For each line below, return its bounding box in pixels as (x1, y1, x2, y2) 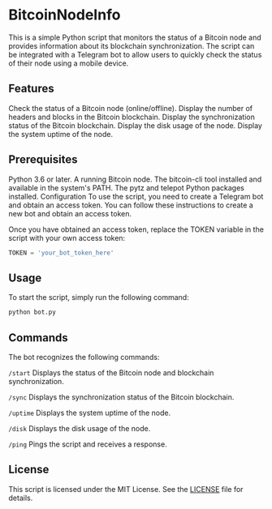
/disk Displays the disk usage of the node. (8, 423, 151, 433)
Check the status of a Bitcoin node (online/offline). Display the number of (8, 103, 253, 113)
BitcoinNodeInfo (8, 6, 121, 24)
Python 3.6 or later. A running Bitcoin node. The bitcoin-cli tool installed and (8, 174, 262, 184)
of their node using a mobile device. (8, 58, 129, 68)
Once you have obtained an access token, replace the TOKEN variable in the (8, 225, 264, 234)
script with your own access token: (8, 233, 126, 242)
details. (8, 493, 33, 503)
